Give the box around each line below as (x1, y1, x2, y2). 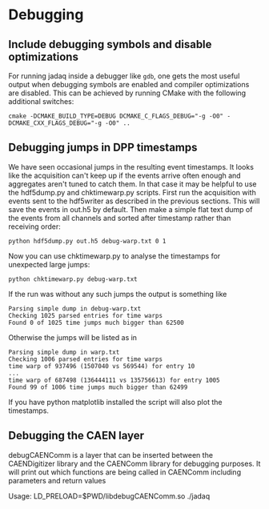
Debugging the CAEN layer (8, 429, 145, 443)
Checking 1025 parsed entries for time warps (8, 311, 163, 319)
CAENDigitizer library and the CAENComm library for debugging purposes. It (8, 459, 261, 468)
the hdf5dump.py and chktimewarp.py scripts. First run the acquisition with (8, 187, 256, 197)
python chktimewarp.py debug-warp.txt (8, 275, 138, 283)
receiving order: (8, 222, 62, 231)
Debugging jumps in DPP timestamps (8, 141, 198, 154)
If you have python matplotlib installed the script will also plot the (8, 397, 223, 407)
